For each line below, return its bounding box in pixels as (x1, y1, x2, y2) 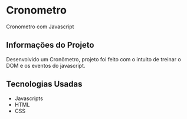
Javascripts (14, 95, 43, 102)
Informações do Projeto (6, 40, 94, 50)
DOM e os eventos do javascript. (6, 62, 86, 69)
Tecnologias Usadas (6, 79, 83, 89)
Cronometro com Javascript (6, 23, 74, 30)
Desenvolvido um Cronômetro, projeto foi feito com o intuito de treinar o (6, 55, 181, 62)
